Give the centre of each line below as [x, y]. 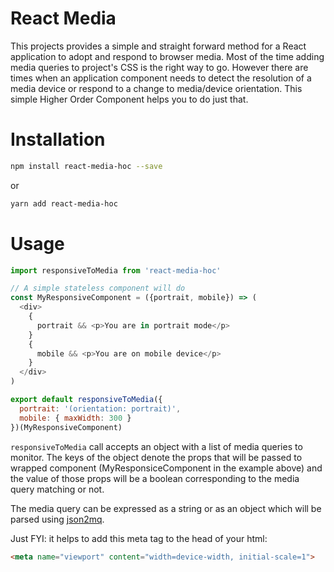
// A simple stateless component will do [98, 288]
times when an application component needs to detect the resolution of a [161, 78]
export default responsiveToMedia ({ [86, 400]
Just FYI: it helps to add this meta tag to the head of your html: [139, 538]
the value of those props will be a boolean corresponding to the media [155, 478]
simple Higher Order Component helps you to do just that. [129, 99]
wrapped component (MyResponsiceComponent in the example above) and [166, 468]
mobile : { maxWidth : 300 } [75, 418]
